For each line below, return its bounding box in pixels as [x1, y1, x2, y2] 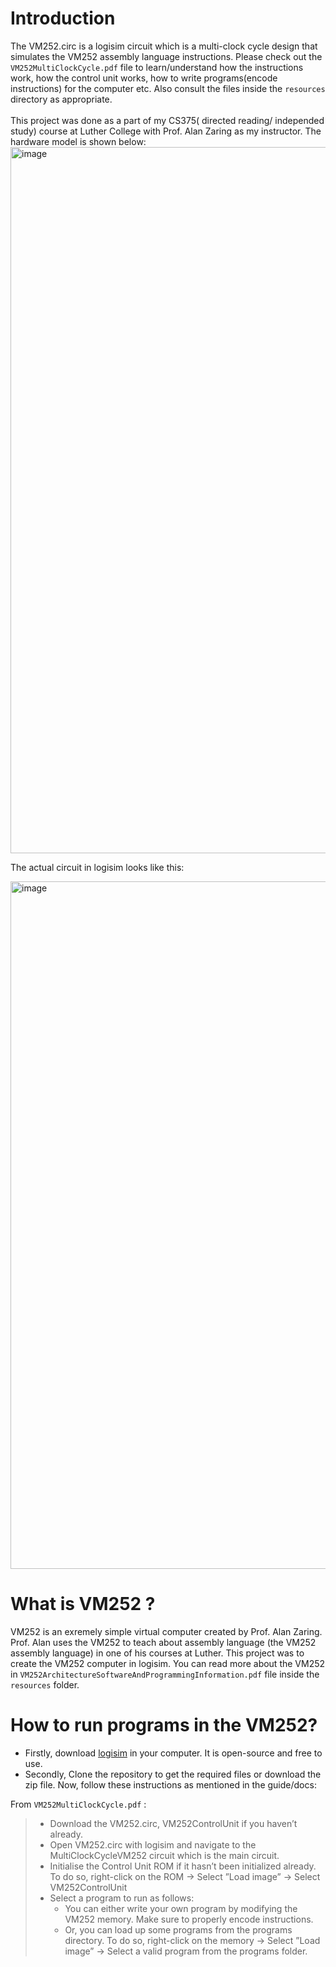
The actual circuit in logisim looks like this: [10, 861, 185, 873]
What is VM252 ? [10, 1593, 156, 1616]
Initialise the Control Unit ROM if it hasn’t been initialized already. [49, 1860, 317, 1872]
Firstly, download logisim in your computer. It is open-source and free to [24, 1747, 323, 1759]
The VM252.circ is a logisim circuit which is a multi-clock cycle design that [10, 40, 318, 52]
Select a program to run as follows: [49, 1892, 195, 1904]
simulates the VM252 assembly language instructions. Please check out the [10, 50, 323, 62]
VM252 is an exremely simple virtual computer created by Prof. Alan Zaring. [10, 1625, 323, 1637]
